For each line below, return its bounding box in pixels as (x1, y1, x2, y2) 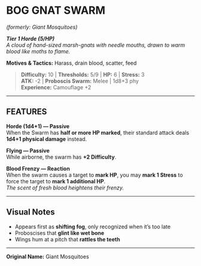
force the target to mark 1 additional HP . (6, 177, 106, 185)
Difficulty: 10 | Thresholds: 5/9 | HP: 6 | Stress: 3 (20, 71, 145, 78)
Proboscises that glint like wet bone (14, 229, 105, 237)
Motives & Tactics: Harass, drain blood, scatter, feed (6, 59, 137, 66)
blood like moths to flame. (6, 47, 71, 55)
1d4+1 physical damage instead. (6, 135, 87, 143)
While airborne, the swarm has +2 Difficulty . (6, 153, 117, 161)
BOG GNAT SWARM (6, 4, 106, 17)
